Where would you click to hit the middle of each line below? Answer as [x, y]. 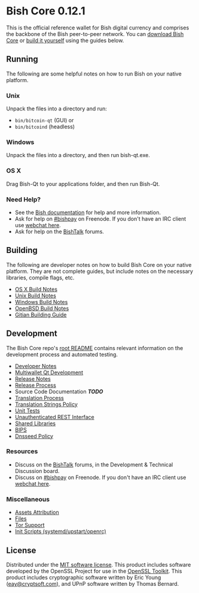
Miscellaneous [28, 499]
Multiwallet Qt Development [49, 372]
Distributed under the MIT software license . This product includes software [99, 564]
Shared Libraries [35, 423]
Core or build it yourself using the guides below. [65, 40]
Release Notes [33, 378]
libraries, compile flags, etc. [40, 278]
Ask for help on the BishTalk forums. [59, 231]
